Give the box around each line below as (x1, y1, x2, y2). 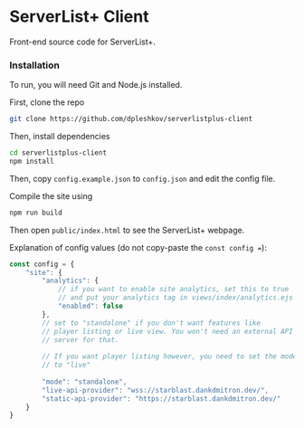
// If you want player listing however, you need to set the (42, 352, 278, 361)
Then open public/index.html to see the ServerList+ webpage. (9, 224, 245, 235)
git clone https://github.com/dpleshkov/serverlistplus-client (9, 115, 253, 124)
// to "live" (42, 360, 91, 370)
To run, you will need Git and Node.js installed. (9, 80, 183, 90)
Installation (9, 59, 61, 71)
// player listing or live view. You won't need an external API (42, 327, 294, 336)
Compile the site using (9, 190, 93, 201)
